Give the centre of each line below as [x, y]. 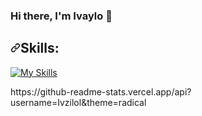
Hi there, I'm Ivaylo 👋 [61, 16]
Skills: [40, 48]
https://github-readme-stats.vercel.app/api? [101, 91]
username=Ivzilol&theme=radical [78, 102]
